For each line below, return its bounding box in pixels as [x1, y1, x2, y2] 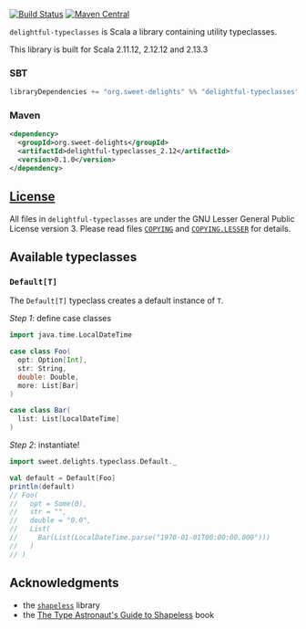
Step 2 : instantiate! [9, 439, 80, 451]
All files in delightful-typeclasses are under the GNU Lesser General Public [9, 213, 295, 224]
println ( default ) [9, 482, 76, 491]
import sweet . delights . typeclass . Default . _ [9, 457, 178, 467]
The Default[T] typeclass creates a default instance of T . [9, 295, 224, 306]
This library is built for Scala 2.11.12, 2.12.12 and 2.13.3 [9, 44, 209, 55]
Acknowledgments [9, 575, 120, 591]
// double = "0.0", [9, 516, 92, 525]
